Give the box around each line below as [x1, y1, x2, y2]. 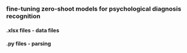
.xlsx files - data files [6, 26, 60, 34]
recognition [6, 12, 41, 20]
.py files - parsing [6, 40, 51, 47]
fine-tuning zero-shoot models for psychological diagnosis [6, 5, 182, 13]
